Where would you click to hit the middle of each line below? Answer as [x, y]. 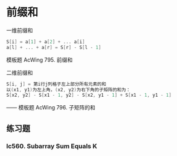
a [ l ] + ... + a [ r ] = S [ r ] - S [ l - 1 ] [54, 47]
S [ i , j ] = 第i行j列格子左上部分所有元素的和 [56, 84]
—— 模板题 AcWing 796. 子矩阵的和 [51, 108]
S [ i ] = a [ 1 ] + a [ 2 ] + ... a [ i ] [46, 42]
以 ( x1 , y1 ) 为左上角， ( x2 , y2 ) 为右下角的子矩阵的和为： [69, 89]
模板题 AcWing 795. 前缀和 [40, 60]
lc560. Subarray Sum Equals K [52, 146]
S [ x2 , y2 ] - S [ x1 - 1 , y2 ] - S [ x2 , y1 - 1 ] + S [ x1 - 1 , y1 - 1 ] [89, 95]
